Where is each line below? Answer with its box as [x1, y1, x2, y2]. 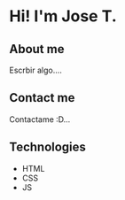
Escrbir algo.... [9, 65, 62, 75]
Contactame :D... [9, 113, 71, 125]
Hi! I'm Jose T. [9, 6, 117, 27]
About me [9, 42, 65, 57]
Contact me [9, 90, 75, 105]
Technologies [9, 140, 87, 155]
